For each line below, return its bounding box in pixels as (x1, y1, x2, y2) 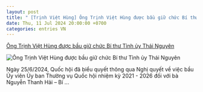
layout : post (6, 8, 39, 15)
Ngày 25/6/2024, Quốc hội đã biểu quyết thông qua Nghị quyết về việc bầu (6, 66, 195, 73)
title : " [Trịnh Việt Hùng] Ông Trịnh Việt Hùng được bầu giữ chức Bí (6, 15, 188, 21)
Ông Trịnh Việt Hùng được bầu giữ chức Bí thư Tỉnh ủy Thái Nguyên (6, 42, 175, 50)
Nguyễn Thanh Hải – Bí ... (6, 79, 69, 86)
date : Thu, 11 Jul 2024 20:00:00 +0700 (6, 20, 107, 26)
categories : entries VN (6, 25, 66, 32)
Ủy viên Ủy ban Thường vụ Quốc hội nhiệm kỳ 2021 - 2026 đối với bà (6, 72, 179, 79)
